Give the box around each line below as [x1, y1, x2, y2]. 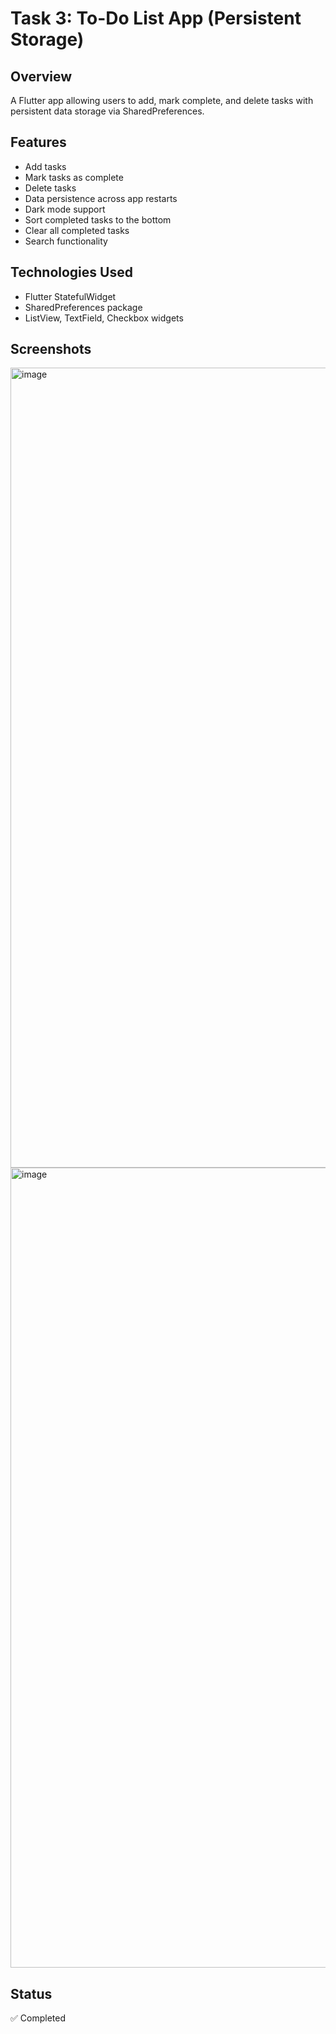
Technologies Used [10, 264, 133, 281]
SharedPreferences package [24, 301, 143, 313]
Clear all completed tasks [24, 224, 130, 236]
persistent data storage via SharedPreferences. [10, 105, 205, 117]
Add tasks [24, 160, 67, 172]
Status [10, 1985, 53, 2002]
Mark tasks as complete [24, 171, 124, 183]
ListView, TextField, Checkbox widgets [24, 312, 184, 324]
